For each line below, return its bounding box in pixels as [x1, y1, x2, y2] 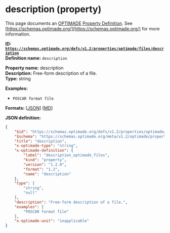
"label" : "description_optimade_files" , [23, 153, 110, 158]
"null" [23, 191, 37, 196]
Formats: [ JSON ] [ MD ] [5, 105, 53, 111]
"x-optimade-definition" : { [14, 148, 73, 153]
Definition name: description [5, 55, 67, 61]
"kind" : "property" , [23, 158, 67, 163]
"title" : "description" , [14, 138, 67, 144]
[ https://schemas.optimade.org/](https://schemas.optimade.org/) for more [5, 25, 160, 31]
